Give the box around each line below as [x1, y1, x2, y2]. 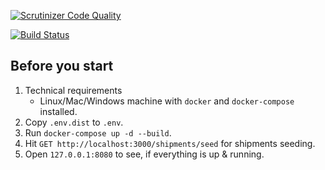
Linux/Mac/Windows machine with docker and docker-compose [39, 95, 295, 107]
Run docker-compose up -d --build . [24, 126, 172, 139]
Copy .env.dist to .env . [24, 116, 124, 128]
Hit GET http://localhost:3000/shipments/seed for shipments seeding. [24, 137, 316, 149]
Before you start [10, 58, 114, 75]
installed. [39, 105, 78, 117]
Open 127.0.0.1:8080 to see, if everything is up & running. [24, 148, 265, 160]
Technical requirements [24, 84, 123, 96]
